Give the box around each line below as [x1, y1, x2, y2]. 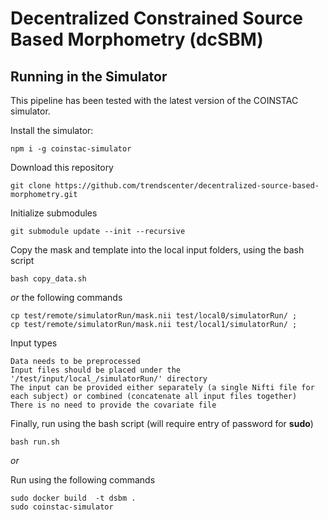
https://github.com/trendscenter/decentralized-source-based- [54, 181, 320, 191]
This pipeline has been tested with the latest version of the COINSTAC [10, 95, 299, 106]
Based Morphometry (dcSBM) [10, 28, 264, 51]
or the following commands [10, 292, 123, 303]
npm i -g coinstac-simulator [10, 144, 132, 154]
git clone [10, 181, 52, 191]
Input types [10, 337, 58, 349]
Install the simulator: [10, 125, 94, 136]
